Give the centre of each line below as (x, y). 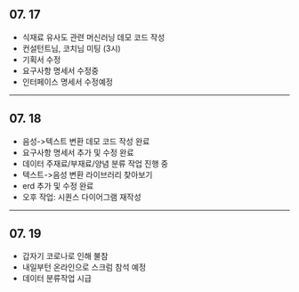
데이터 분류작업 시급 (57, 279)
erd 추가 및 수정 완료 (58, 185)
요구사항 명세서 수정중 (61, 70)
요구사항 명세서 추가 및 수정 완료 (78, 152)
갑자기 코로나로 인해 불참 (65, 256)
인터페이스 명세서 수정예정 (68, 81)
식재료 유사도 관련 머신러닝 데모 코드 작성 (93, 37)
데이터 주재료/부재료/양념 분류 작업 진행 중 (95, 163)
